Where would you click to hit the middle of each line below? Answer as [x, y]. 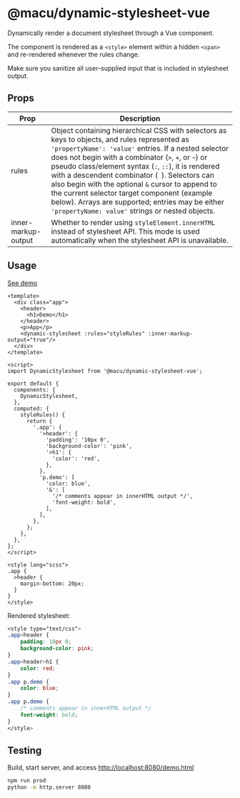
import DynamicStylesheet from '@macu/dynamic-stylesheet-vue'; [105, 371]
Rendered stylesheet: [39, 615]
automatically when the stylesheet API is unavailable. [140, 240]
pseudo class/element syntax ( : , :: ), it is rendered [135, 166]
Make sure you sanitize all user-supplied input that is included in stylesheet [118, 68]
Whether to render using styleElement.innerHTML [133, 222]
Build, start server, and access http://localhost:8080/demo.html [101, 768]
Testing [25, 750]
